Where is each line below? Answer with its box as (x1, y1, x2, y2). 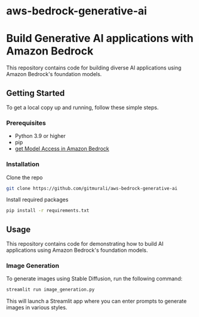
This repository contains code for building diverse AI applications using (6, 64, 182, 71)
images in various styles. (6, 304, 68, 311)
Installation (6, 160, 40, 168)
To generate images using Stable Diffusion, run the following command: (6, 275, 183, 282)
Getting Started (6, 88, 65, 98)
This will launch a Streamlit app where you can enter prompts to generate (6, 298, 187, 305)
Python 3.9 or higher (14, 132, 66, 140)
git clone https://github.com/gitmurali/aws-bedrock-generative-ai (6, 185, 178, 191)
